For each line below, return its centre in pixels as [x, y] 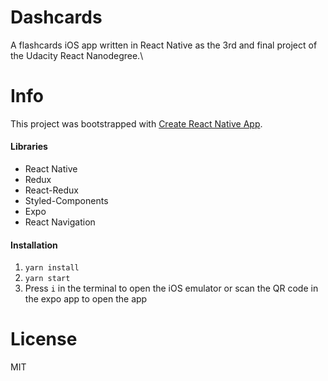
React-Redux [51, 190]
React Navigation [60, 222]
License [44, 339]
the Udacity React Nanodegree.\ [77, 55]
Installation [34, 245]
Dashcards [56, 17]
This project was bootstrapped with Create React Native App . [136, 123]
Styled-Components [66, 201]
